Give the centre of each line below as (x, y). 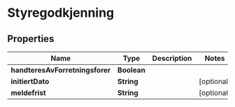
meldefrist (29, 93)
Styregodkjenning (61, 13)
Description (172, 58)
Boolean (131, 70)
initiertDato (30, 81)
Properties (31, 39)
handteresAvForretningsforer (61, 70)
